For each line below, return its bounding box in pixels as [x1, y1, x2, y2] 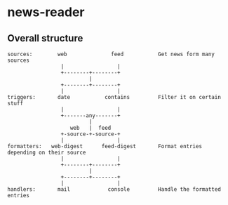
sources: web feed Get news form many [7, 51, 215, 58]
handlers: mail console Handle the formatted [7, 186, 221, 193]
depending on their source [7, 149, 86, 156]
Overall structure [7, 32, 83, 44]
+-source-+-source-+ [60, 131, 121, 138]
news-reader [7, 4, 85, 20]
